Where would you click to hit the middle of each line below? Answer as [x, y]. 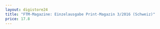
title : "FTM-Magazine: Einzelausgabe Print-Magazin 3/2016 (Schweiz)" [80, 14]
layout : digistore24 [27, 10]
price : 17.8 [17, 19]
